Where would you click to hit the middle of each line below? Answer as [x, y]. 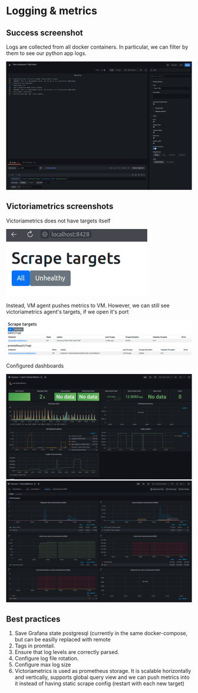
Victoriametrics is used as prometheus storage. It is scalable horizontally [103, 671]
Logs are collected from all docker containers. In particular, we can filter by [97, 47]
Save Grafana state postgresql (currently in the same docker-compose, [101, 633]
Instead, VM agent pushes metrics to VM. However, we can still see [88, 305]
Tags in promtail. [35, 646]
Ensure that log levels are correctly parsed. [67, 652]
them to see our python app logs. [47, 53]
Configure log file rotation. [47, 659]
